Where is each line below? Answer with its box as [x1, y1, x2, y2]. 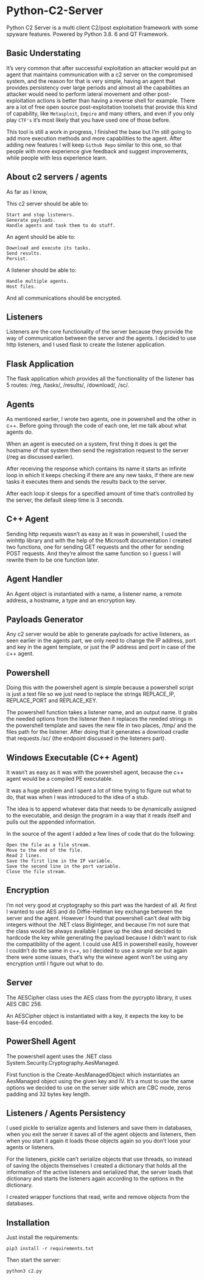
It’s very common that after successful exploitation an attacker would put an [6, 64, 197, 71]
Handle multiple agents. [6, 278, 69, 284]
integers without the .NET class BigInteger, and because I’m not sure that [6, 921, 190, 928]
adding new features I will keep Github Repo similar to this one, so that [6, 141, 182, 148]
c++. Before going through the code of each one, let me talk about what [6, 422, 187, 429]
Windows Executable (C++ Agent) [6, 752, 139, 763]
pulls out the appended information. [6, 818, 96, 825]
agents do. [6, 428, 33, 436]
